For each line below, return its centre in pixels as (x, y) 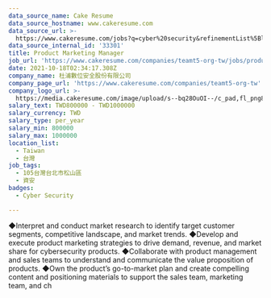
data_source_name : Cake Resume (61, 16)
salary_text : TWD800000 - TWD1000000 (72, 106)
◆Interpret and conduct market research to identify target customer (122, 226)
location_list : (34, 143)
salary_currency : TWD (45, 114)
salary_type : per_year (46, 121)
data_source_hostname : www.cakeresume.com (81, 23)
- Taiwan (30, 151)
